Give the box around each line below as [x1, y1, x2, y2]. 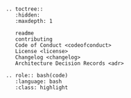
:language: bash [15, 78, 62, 85]
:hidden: [15, 12, 40, 19]
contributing [15, 36, 53, 43]
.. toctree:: [6, 6, 44, 12]
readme [15, 30, 35, 37]
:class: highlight [15, 84, 69, 91]
